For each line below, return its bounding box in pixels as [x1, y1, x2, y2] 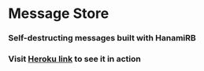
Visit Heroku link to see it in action [8, 54, 142, 65]
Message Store [8, 5, 109, 23]
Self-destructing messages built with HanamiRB [8, 33, 197, 44]
